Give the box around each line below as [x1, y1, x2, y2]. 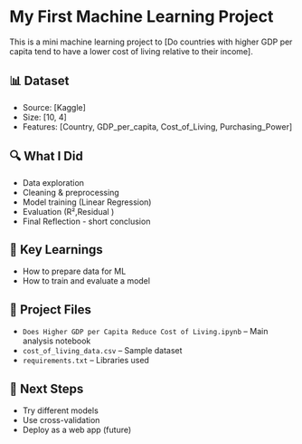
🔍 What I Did [9, 149, 83, 164]
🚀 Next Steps [9, 381, 84, 396]
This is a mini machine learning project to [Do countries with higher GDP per [9, 36, 293, 47]
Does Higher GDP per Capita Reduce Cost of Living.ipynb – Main [22, 326, 269, 337]
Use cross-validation [22, 415, 100, 425]
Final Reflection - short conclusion [22, 216, 151, 227]
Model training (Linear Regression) [22, 197, 152, 208]
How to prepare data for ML [22, 265, 127, 277]
